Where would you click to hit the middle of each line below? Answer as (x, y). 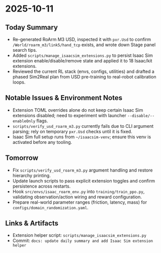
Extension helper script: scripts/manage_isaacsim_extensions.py (79, 235)
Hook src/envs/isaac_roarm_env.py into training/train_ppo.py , (78, 191)
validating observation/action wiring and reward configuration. (77, 197)
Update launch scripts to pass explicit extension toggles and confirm (84, 181)
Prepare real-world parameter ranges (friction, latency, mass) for (80, 202)
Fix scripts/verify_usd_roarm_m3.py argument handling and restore (83, 170)
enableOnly (24, 121)
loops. (19, 82)
